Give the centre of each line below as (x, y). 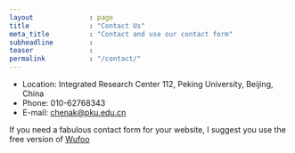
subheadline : (51, 42)
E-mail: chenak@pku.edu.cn (74, 113)
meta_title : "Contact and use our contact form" (121, 34)
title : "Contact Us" (77, 26)
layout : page (61, 17)
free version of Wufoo (50, 139)
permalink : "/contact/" (75, 59)
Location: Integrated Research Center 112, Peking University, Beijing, (147, 84)
